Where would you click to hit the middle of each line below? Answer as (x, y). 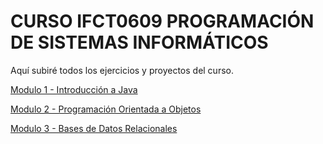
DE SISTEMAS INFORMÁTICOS (139, 42)
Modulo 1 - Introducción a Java (74, 89)
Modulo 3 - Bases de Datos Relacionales (94, 128)
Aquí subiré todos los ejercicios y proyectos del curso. (122, 70)
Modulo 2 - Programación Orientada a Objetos (106, 109)
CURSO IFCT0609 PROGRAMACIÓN (162, 21)
